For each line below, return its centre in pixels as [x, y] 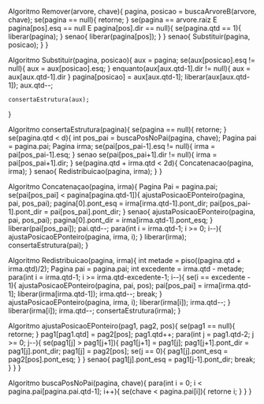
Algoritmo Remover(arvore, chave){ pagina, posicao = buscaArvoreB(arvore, [132, 11]
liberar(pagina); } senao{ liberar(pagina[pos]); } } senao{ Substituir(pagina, [129, 36]
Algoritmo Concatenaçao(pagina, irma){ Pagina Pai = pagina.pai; [113, 187]
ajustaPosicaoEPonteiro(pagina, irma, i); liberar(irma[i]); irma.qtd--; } [119, 302]
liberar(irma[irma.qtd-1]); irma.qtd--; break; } [90, 294]
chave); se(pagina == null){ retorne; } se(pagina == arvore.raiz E [113, 20]
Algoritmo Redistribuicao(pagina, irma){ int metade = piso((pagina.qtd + [125, 260]
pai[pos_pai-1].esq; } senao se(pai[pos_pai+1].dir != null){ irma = [113, 154]
